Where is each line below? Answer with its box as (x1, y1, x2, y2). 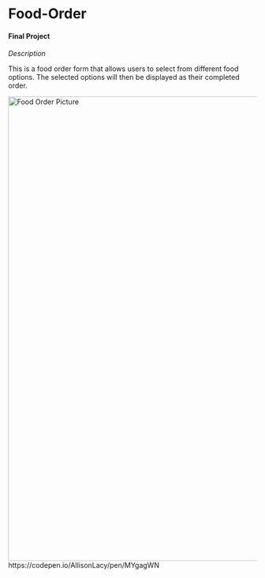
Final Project (8, 31, 50, 40)
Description (8, 49, 46, 58)
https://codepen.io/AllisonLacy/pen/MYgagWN (8, 561, 160, 570)
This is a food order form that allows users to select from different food (8, 64, 239, 73)
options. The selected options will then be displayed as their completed (8, 73, 240, 82)
